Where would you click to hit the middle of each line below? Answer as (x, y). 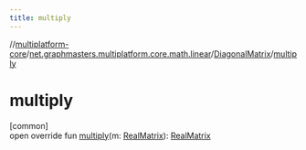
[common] (29, 125)
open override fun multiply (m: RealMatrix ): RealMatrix (111, 135)
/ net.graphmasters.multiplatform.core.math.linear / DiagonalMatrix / (150, 54)
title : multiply (40, 18)
